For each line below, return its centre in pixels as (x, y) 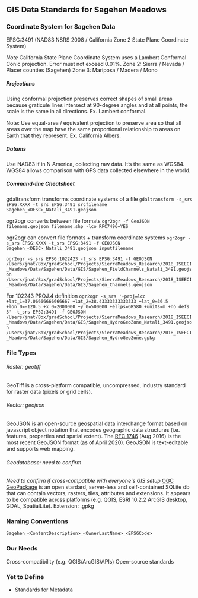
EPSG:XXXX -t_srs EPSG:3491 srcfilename (57, 204)
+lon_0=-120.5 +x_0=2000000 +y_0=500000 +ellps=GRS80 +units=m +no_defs (98, 306)
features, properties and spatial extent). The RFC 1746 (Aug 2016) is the (94, 436)
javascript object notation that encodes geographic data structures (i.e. (93, 429)
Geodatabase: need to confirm (44, 462)
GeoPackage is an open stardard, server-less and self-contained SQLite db (98, 487)
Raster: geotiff (24, 367)
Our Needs (22, 549)
